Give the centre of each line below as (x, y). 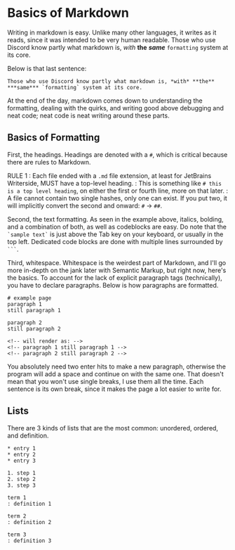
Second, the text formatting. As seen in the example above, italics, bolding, (115, 219)
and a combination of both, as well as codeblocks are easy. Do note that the (117, 226)
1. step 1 (22, 473)
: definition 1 (29, 504)
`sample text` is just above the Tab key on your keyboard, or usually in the (115, 234)
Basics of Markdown (68, 13)
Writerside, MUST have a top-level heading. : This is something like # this (115, 183)
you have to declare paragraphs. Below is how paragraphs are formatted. (113, 285)
